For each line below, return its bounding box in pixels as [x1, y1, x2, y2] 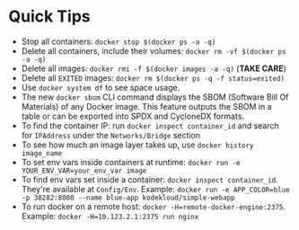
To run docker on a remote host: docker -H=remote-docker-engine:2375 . [21, 200, 286, 212]
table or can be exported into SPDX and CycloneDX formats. [21, 111, 244, 121]
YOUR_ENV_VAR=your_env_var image [21, 166, 147, 175]
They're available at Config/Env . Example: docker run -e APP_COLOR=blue [21, 183, 290, 194]
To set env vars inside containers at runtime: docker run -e [21, 156, 241, 167]
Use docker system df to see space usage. [21, 82, 180, 93]
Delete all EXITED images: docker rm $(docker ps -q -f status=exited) [21, 72, 285, 83]
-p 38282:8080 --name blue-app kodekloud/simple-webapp [21, 193, 235, 202]
